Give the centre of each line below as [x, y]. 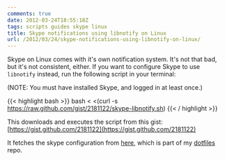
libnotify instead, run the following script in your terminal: [92, 74]
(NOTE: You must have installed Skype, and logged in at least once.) [105, 88]
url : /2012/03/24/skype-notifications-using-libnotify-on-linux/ [104, 40]
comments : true [29, 14]
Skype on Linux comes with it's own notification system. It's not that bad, [112, 59]
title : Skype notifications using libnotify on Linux [87, 33]
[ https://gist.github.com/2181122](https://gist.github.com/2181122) [102, 129]
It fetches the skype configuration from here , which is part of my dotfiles [111, 143]
